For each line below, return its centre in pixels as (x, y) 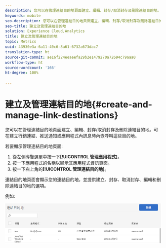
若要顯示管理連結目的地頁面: (34, 146)
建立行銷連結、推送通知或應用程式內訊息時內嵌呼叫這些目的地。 (74, 136)
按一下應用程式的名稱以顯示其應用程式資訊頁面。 (62, 163)
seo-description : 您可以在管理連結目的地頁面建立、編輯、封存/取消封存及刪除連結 (80, 21)
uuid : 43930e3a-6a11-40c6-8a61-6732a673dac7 (52, 47)
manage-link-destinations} (62, 115)
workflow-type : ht (24, 62)
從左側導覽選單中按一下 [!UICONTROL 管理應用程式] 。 (67, 157)
